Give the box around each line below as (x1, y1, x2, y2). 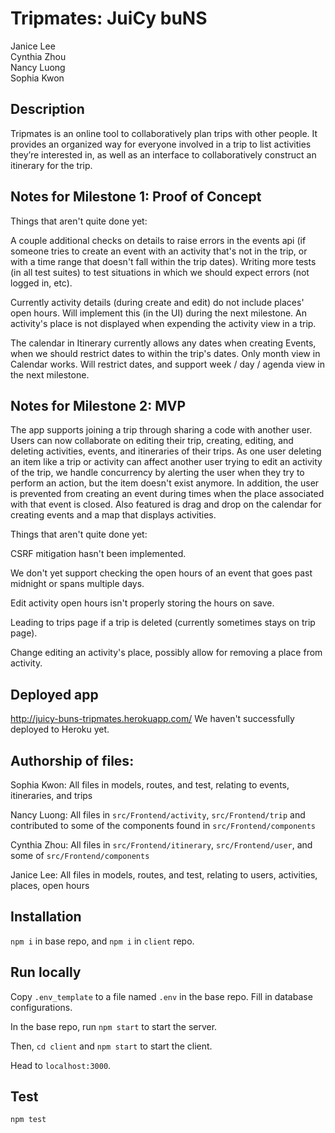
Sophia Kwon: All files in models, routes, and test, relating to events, (10, 779, 290, 791)
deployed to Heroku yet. (10, 723, 110, 736)
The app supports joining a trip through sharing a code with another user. (10, 424, 313, 436)
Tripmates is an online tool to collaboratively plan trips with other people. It (10, 127, 318, 139)
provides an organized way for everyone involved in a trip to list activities (10, 138, 312, 150)
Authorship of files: (10, 752, 135, 769)
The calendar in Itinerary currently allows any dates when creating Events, (10, 337, 317, 349)
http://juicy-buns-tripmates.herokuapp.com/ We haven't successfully (10, 713, 295, 725)
